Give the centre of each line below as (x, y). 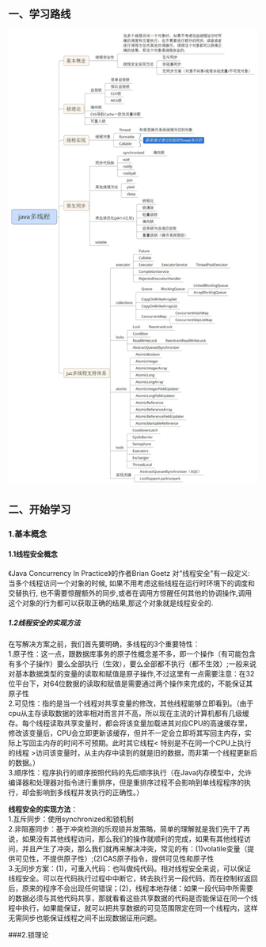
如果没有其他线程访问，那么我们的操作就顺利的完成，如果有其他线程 (133, 839)
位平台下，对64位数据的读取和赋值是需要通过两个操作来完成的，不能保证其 (131, 684)
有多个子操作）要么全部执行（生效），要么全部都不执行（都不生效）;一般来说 (133, 664)
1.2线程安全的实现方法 (44, 623)
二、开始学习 (40, 509)
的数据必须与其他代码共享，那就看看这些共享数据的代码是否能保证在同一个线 (133, 898)
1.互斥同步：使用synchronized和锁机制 (71, 819)
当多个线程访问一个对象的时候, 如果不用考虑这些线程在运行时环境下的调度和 (131, 583)
